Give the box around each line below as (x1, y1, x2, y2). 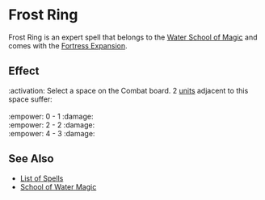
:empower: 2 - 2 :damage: (8, 119, 95, 130)
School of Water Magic (19, 181, 97, 191)
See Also (8, 152, 54, 166)
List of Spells (19, 173, 64, 183)
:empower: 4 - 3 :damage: (8, 128, 95, 138)
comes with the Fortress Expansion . (8, 40, 128, 50)
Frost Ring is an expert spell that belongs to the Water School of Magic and (8, 32, 258, 42)
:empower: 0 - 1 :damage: (8, 111, 94, 121)
